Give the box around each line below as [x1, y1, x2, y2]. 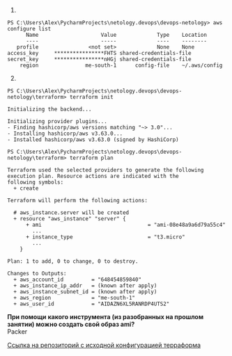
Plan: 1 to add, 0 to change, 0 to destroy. [7, 258, 139, 265]
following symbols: [7, 179, 64, 186]
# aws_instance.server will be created [13, 209, 130, 216]
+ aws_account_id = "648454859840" [13, 276, 141, 283]
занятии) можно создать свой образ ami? [7, 320, 135, 328]
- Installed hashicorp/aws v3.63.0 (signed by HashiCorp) [7, 136, 179, 143]
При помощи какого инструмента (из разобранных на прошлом [7, 313, 204, 321]
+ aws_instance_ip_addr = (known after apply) [13, 282, 157, 289]
